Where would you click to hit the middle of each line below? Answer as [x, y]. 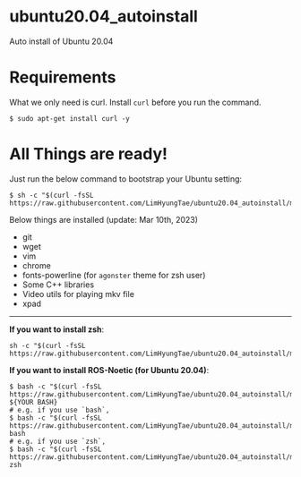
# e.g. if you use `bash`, [60, 410]
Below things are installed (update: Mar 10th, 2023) [104, 219]
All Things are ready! [89, 154]
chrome [36, 265]
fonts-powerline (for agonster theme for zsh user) [114, 275]
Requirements [63, 77]
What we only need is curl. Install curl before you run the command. [135, 102]
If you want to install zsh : [57, 329]
